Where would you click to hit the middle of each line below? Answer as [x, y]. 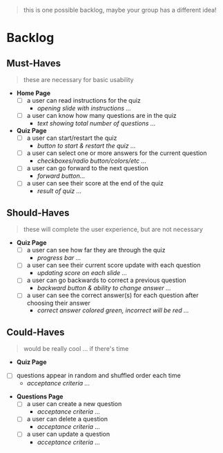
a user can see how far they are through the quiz [96, 250]
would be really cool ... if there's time [76, 349]
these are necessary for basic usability [78, 80]
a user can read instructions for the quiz [84, 100]
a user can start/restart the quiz [72, 138]
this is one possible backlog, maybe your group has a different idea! [120, 10]
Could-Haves [36, 332]
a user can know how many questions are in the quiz [101, 116]
